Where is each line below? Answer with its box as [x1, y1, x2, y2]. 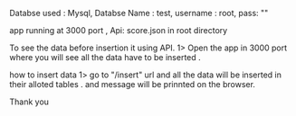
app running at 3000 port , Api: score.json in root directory [9, 25, 228, 35]
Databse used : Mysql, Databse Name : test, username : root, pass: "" [9, 8, 269, 18]
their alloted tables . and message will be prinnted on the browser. [9, 79, 256, 89]
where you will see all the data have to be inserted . [9, 52, 201, 62]
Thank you [9, 96, 50, 107]
